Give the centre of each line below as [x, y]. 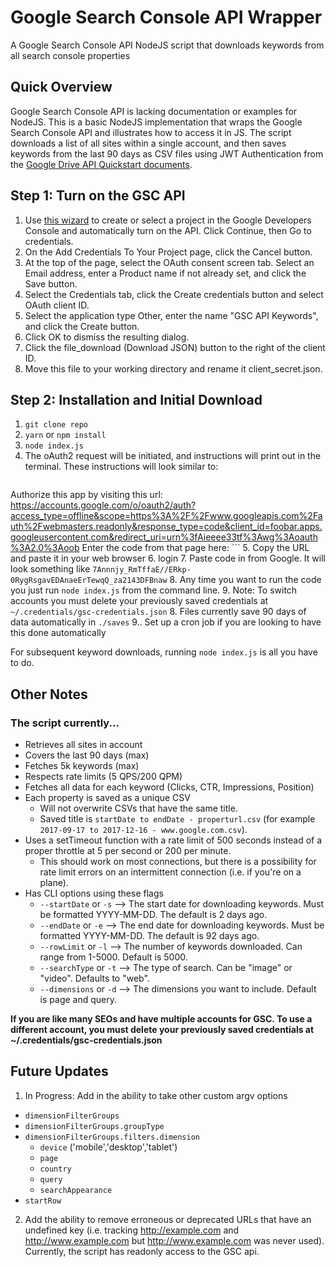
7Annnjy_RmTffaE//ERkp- [142, 570]
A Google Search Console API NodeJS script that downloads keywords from [167, 45]
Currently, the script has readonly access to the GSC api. [142, 1251]
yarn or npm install [65, 435]
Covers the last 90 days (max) [87, 755]
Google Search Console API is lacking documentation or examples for [154, 111]
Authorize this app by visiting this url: [86, 495]
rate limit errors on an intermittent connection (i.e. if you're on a [170, 872]
